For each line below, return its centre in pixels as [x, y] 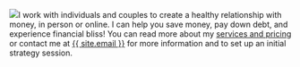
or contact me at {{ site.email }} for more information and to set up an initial [148, 43]
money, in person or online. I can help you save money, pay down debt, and [149, 24]
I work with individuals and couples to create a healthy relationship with [150, 15]
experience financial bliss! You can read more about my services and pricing [150, 34]
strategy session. [41, 53]
